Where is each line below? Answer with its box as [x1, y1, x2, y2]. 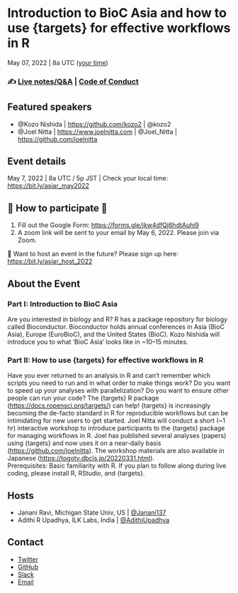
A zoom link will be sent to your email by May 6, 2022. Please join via [17, 229, 220, 237]
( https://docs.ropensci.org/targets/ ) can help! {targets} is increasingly [7, 401, 211, 410]
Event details [7, 156, 67, 168]
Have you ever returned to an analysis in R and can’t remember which [7, 372, 211, 380]
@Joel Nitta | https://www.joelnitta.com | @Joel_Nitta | [17, 127, 177, 136]
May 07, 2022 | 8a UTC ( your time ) [7, 58, 108, 67]
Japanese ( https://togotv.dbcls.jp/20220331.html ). [7, 454, 154, 463]
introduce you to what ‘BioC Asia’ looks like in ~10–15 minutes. [7, 338, 189, 346]
